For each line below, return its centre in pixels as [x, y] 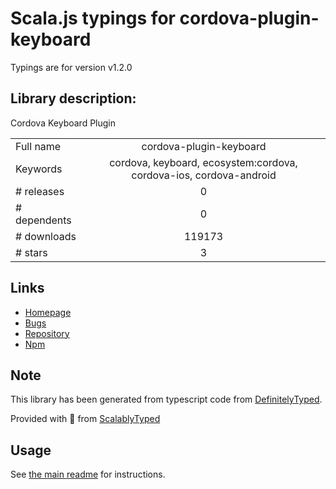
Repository [47, 333]
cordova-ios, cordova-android [204, 175]
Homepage [48, 312]
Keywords [39, 169]
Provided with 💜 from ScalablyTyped [85, 419]
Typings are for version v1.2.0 [71, 67]
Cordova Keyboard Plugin [63, 123]
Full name [38, 146]
